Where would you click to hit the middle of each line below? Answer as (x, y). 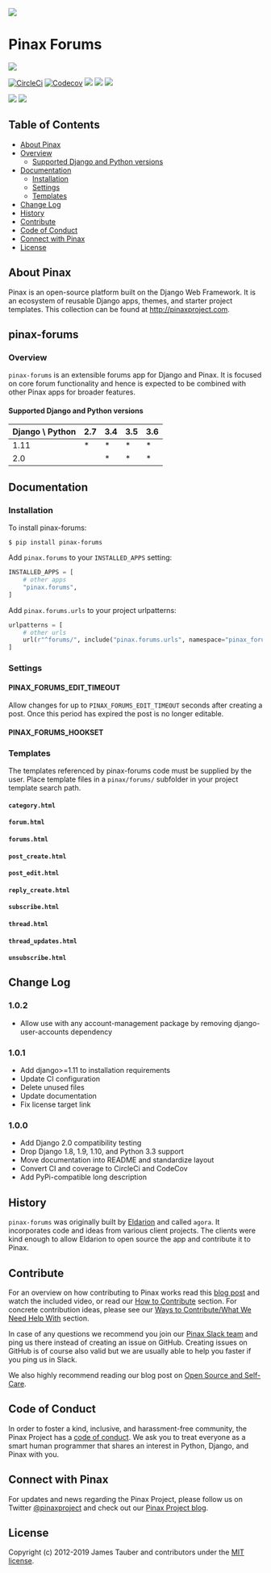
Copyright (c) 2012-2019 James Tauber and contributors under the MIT (126, 1552)
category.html (32, 805)
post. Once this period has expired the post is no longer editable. (116, 714)
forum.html (27, 823)
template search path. (45, 788)
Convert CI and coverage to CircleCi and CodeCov (104, 1169)
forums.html (28, 839)
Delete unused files (52, 1087)
